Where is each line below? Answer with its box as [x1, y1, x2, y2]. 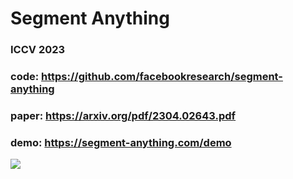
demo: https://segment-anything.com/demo [10, 135, 232, 149]
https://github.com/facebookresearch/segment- [41, 70, 283, 84]
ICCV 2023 [10, 43, 66, 57]
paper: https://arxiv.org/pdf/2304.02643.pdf [10, 108, 237, 122]
